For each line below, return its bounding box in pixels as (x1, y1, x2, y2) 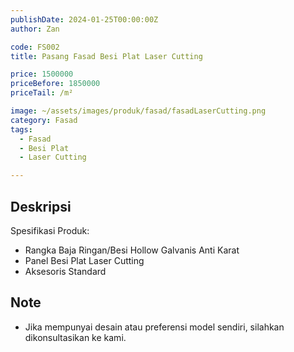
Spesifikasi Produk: (10, 224, 90, 236)
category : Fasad (10, 115, 78, 125)
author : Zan (10, 24, 60, 34)
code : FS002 (10, 42, 60, 52)
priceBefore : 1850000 (10, 79, 101, 89)
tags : (10, 124, 33, 135)
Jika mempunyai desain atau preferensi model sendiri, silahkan (24, 321, 285, 333)
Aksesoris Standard (24, 265, 107, 277)
